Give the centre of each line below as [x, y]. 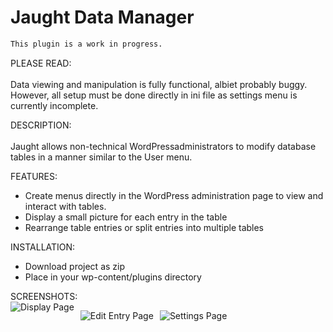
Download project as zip [75, 266]
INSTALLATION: [43, 247]
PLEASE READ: [41, 63]
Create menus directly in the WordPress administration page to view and [174, 195]
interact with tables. [65, 206]
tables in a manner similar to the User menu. [101, 157]
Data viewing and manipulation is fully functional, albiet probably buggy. [159, 84]
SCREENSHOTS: [44, 296]
